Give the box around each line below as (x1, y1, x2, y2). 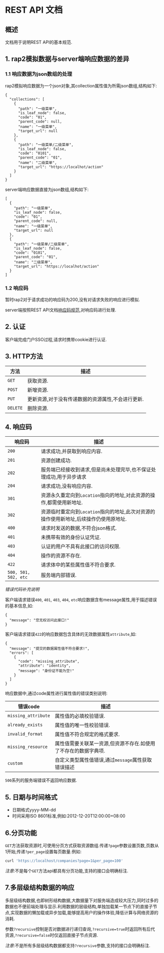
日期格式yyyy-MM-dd (12, 807, 56, 813)
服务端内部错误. (41, 572, 77, 579)
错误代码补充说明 (5, 587, 40, 592)
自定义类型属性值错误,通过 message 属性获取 (55, 757, 152, 764)
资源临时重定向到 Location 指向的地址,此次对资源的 (41, 508, 155, 515)
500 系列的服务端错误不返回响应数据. (5, 777, 77, 783)
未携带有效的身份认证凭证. (41, 534, 101, 541)
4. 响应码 (5, 423, 32, 431)
